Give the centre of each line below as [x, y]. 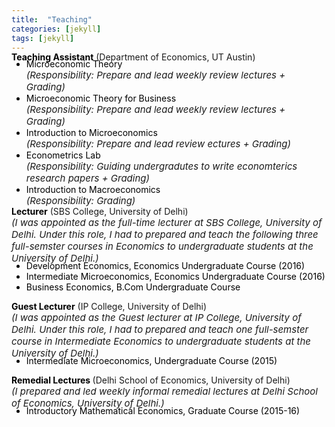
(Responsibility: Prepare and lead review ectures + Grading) [158, 144]
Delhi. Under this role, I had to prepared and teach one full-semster [160, 329]
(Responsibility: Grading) [80, 201]
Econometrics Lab [63, 155]
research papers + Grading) [87, 178]
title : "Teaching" [52, 19]
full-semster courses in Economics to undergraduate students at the [162, 246]
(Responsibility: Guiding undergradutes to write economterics [161, 166]
